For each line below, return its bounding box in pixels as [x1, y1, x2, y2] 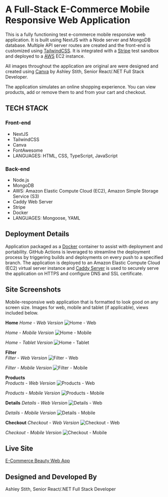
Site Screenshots [5, 285, 61, 294]
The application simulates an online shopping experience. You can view [5, 83, 156, 90]
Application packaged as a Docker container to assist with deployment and [5, 243, 163, 249]
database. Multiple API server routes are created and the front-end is [5, 42, 151, 48]
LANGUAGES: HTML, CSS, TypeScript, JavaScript [12, 152, 118, 159]
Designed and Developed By [5, 472, 97, 481]
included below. [5, 310, 39, 316]
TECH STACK [5, 104, 49, 113]
